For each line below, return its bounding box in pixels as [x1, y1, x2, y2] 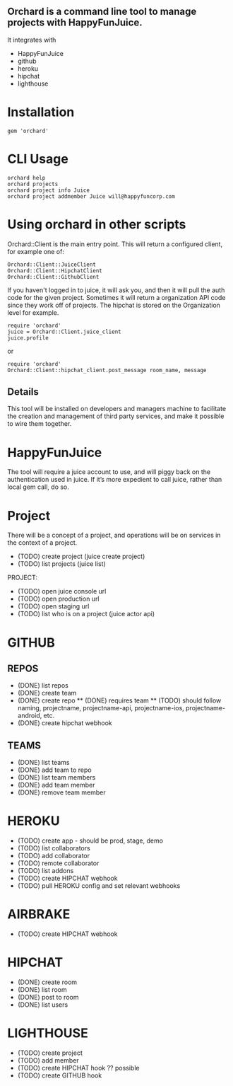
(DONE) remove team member [17, 788, 106, 797]
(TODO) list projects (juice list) [17, 560, 106, 568]
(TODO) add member [17, 1056, 79, 1064]
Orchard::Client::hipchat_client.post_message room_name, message [7, 366, 207, 374]
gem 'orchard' [7, 127, 49, 134]
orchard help [7, 174, 46, 181]
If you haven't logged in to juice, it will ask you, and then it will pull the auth [7, 286, 225, 294]
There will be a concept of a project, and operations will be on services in [7, 531, 221, 540]
